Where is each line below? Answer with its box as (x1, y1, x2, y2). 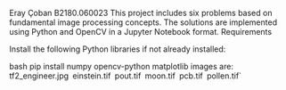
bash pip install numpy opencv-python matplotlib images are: (9, 61, 234, 71)
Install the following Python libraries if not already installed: (9, 44, 226, 54)
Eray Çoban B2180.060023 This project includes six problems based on (9, 8, 273, 18)
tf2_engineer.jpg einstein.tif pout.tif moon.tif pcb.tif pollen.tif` (9, 70, 242, 81)
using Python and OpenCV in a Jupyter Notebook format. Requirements (9, 27, 273, 37)
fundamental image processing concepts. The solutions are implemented (9, 17, 278, 28)
